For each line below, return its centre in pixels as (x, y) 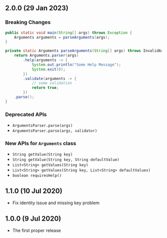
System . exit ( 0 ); (48, 69)
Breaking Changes (28, 22)
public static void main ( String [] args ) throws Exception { (69, 33)
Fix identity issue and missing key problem (56, 203)
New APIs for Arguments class (41, 144)
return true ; (45, 88)
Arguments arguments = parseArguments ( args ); (62, 37)
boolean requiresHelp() (37, 176)
